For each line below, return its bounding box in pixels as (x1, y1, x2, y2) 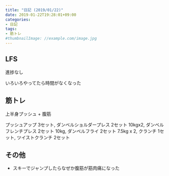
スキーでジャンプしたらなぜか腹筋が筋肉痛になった (12, 165, 120, 171)
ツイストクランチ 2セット (16, 134, 70, 140)
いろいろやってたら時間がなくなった (5, 80, 82, 86)
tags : (5, 27, 17, 32)
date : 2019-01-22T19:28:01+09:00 (5, 12, 77, 17)
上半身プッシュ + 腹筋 (5, 111, 52, 117)
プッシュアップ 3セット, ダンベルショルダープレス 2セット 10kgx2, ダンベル (5, 121, 164, 128)
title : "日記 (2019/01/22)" (5, 7, 64, 13)
